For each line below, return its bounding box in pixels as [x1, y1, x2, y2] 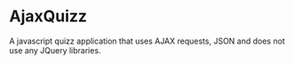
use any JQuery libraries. [9, 44, 101, 55]
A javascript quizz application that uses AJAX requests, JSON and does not [9, 36, 286, 46]
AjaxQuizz [9, 6, 87, 27]
